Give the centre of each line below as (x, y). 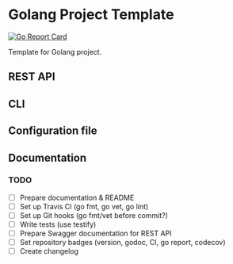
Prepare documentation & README (77, 197)
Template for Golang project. (55, 52)
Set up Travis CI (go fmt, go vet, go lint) (84, 206)
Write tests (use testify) (58, 224)
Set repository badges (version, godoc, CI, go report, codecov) (122, 243)
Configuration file (53, 131)
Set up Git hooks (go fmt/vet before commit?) (94, 215)
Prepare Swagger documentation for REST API (95, 233)
